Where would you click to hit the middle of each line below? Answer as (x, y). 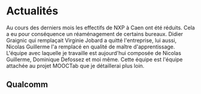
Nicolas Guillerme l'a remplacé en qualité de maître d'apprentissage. (91, 47)
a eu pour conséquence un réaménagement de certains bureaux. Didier (95, 34)
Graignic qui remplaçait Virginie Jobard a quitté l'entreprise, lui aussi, (91, 40)
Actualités (32, 11)
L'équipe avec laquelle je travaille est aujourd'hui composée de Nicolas (94, 53)
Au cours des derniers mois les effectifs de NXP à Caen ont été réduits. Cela (100, 28)
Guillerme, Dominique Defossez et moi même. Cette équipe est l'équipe (94, 59)
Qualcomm (27, 85)
